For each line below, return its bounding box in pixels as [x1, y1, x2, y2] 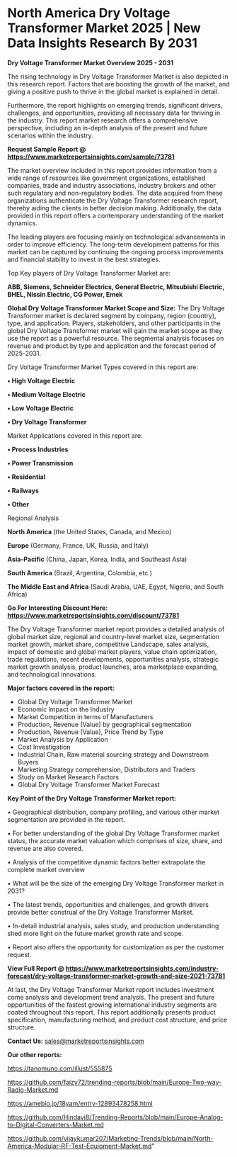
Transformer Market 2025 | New [7, 20, 202, 36]
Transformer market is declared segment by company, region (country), [7, 311, 217, 320]
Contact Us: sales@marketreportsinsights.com [7, 1037, 145, 1045]
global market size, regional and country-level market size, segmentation [7, 632, 220, 640]
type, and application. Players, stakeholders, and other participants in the [7, 319, 221, 327]
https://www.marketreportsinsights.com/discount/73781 [7, 611, 180, 619]
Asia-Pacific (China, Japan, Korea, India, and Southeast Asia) [7, 555, 187, 563]
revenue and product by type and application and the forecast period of [7, 342, 216, 350]
